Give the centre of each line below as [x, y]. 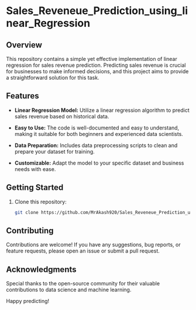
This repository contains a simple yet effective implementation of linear [92, 59]
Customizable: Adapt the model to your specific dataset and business [99, 163]
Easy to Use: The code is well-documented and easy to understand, [97, 128]
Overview [24, 45]
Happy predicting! [28, 301]
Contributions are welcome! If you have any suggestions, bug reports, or [93, 245]
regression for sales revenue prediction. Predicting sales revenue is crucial [96, 65]
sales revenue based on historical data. [62, 116]
